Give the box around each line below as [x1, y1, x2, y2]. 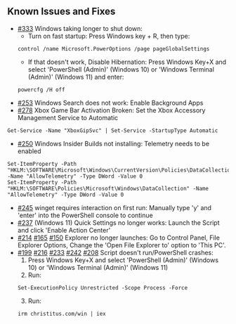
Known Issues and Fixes [7, 6, 116, 18]
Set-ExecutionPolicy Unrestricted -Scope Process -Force [17, 284, 188, 291]
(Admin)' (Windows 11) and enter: [27, 72, 124, 81]
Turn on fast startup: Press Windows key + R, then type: [27, 32, 190, 40]
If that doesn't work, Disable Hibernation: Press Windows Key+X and [27, 58, 227, 66]
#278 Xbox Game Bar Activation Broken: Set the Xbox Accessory [17, 105, 206, 115]
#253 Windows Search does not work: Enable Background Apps [17, 98, 204, 107]
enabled [17, 147, 41, 155]
